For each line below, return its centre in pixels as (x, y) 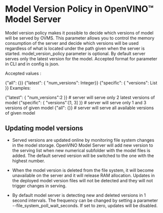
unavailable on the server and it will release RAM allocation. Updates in (83, 175)
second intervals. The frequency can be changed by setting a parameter (85, 200)
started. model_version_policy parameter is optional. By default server (75, 53)
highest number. (29, 161)
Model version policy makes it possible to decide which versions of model (79, 33)
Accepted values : (23, 73)
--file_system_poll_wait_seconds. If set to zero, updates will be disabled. (85, 205)
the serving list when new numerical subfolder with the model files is (81, 150)
